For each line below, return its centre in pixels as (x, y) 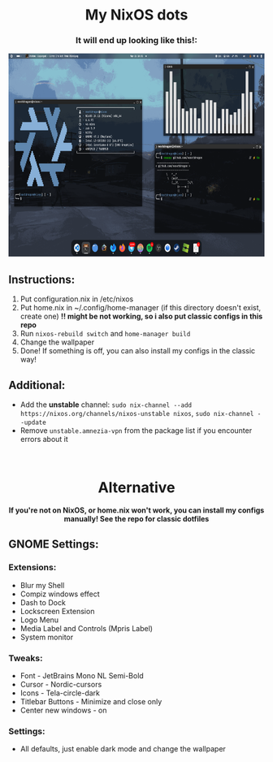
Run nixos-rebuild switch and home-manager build (105, 334)
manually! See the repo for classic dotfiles (136, 519)
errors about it (44, 439)
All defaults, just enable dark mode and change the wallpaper (123, 749)
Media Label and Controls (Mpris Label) (86, 628)
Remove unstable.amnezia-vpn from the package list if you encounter (136, 431)
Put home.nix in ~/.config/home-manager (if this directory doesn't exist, (141, 308)
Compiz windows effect (60, 594)
